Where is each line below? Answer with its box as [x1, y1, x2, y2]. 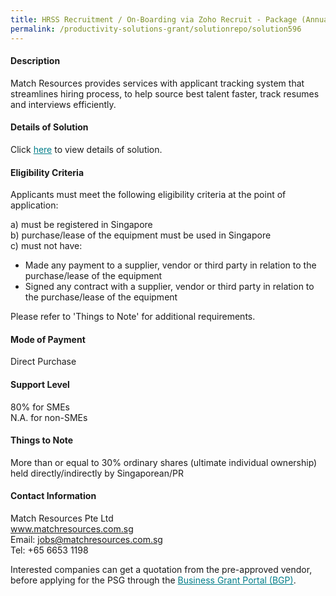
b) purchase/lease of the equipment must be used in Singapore [10, 229, 272, 241]
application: [10, 199, 59, 211]
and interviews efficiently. [10, 98, 117, 110]
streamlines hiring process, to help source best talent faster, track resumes [10, 87, 320, 100]
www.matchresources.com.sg [10, 522, 134, 535]
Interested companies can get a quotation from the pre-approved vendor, [10, 563, 313, 575]
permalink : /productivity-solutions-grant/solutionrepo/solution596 [10, 24, 302, 34]
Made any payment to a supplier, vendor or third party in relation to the [24, 259, 317, 271]
